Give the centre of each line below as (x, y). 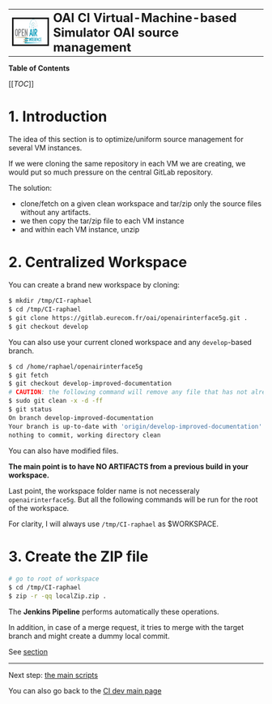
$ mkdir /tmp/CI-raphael (50, 301)
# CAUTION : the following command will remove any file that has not (128, 392)
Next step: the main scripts (53, 676)
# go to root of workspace (54, 579)
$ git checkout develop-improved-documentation (90, 384)
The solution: (30, 188)
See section (28, 652)
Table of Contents (39, 68)
